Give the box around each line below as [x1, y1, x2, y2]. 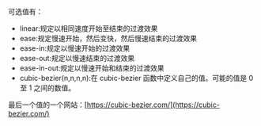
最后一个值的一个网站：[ [8, 100, 88, 109]
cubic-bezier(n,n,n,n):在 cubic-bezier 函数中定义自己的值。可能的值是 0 [19, 74, 254, 82]
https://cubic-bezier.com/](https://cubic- [86, 100, 220, 109]
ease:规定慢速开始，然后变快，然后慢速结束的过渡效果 [19, 34, 198, 43]
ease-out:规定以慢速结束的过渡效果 [19, 54, 135, 63]
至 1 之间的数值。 [19, 83, 76, 93]
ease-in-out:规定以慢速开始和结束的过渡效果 [19, 63, 165, 73]
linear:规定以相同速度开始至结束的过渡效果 [19, 24, 158, 33]
